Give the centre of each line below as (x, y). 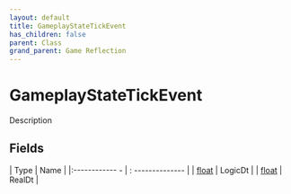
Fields (27, 149)
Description (31, 120)
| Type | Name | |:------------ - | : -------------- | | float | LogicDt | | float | (146, 170)
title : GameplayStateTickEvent (68, 26)
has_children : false (48, 34)
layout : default (40, 18)
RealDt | (24, 180)
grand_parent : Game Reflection (68, 51)
